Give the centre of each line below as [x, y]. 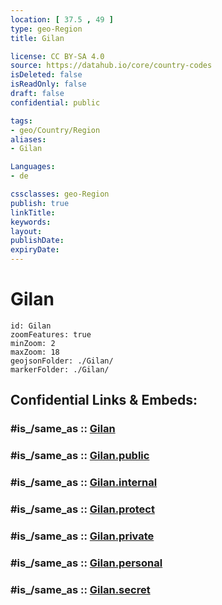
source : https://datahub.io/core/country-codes [111, 66]
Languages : [33, 167]
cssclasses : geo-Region [60, 194]
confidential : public [55, 102]
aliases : [28, 139]
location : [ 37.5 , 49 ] [62, 19]
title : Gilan [37, 38]
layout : [26, 231]
